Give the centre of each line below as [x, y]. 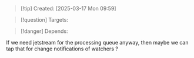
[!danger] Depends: [44, 31]
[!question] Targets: [44, 20]
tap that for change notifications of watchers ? [62, 49]
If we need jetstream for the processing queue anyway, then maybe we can [97, 42]
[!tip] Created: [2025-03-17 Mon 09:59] [68, 8]
